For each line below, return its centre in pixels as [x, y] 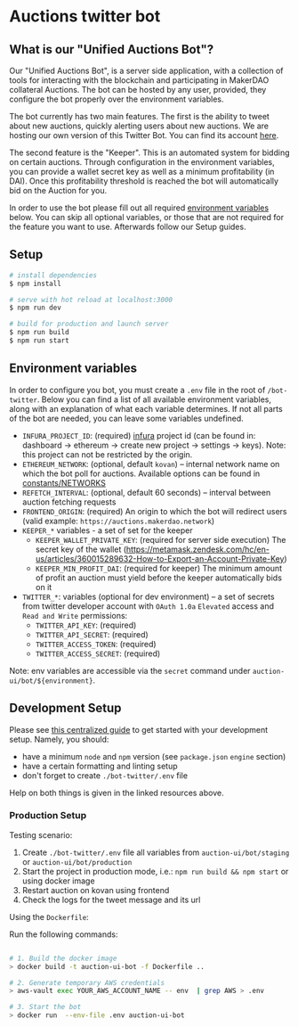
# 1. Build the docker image [63, 958]
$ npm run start [39, 341]
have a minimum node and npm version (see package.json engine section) [154, 756]
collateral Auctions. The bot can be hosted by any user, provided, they [138, 90]
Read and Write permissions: [75, 615]
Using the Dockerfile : [49, 916]
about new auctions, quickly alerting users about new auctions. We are [139, 126]
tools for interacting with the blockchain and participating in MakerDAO [139, 80]
